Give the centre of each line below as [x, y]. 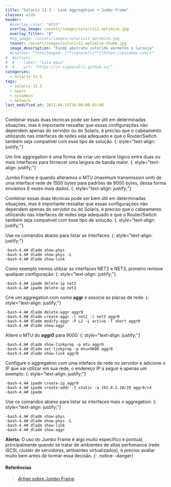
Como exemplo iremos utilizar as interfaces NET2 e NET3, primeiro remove [84, 269]
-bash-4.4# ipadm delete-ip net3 [41, 288]
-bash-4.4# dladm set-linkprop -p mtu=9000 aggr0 [59, 349]
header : [14, 19]
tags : [11, 81]
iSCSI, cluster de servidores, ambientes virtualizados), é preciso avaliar [80, 450]
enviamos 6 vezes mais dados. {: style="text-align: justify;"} [68, 189]
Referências [18, 467]
